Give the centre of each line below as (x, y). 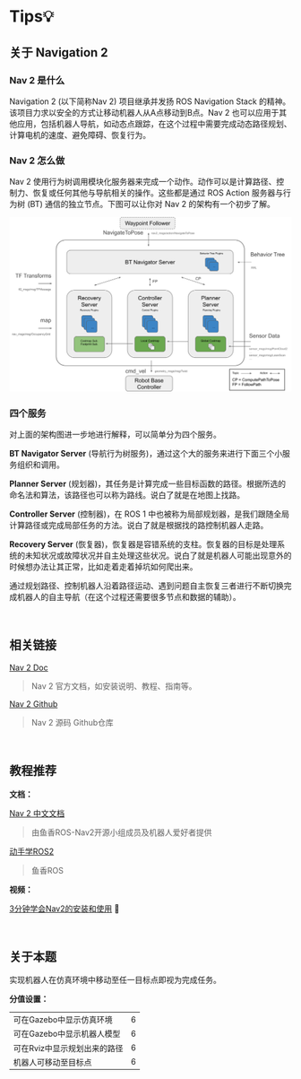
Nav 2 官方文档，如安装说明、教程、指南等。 (114, 686)
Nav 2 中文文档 (37, 813)
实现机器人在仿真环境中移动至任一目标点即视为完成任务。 (115, 980)
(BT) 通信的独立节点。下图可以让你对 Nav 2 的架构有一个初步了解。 (150, 204)
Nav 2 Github (34, 704)
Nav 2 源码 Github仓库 (72, 722)
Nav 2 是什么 (37, 80)
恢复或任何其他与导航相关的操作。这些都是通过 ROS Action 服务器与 (158, 193)
